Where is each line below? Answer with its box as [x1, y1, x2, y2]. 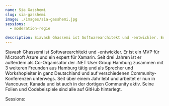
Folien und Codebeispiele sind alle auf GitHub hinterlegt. [5, 86, 122, 92]
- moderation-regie [10, 26, 51, 31]
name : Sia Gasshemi [5, 7, 46, 13]
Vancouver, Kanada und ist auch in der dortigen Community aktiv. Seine [5, 81, 154, 87]
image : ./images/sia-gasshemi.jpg [5, 17, 78, 22]
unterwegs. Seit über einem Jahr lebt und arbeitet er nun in [32, 76, 155, 81]
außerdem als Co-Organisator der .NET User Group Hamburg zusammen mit [5, 60, 163, 65]
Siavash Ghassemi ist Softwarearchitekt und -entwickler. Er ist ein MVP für [5, 49, 160, 55]
